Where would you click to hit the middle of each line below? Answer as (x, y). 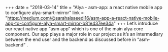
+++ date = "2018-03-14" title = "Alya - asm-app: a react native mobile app (84, 7)
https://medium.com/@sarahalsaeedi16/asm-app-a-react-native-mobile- (83, 18)
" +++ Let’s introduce (136, 23)
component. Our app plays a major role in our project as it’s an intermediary (84, 34)
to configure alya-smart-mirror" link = (45, 13)
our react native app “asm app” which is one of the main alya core (74, 29)
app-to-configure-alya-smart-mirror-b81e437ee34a (60, 23)
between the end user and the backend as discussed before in (71, 39)
